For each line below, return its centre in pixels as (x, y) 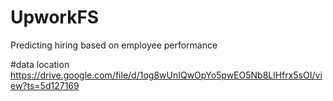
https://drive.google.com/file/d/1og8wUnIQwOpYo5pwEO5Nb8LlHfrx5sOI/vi (166, 75)
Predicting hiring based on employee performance (114, 45)
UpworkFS (55, 17)
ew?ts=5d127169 (45, 85)
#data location (40, 64)
